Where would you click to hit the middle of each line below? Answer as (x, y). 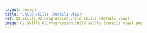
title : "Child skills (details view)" (44, 14)
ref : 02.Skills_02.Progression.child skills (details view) (67, 18)
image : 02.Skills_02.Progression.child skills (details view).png (74, 23)
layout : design (20, 9)
